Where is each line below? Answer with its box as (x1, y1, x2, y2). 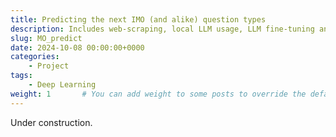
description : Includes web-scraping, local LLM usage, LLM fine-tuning (10, 24, 315, 34)
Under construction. (10, 116, 93, 128)
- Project (28, 61, 70, 71)
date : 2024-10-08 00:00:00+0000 (10, 42, 145, 53)
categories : (10, 52, 60, 62)
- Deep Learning (28, 80, 97, 90)
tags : (10, 71, 33, 81)
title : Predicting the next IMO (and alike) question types (10, 14, 267, 25)
